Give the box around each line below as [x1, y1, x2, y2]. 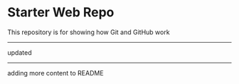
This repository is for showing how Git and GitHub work [7, 28, 170, 36]
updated [7, 48, 32, 57]
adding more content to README [7, 68, 105, 77]
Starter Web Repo [7, 4, 115, 21]
